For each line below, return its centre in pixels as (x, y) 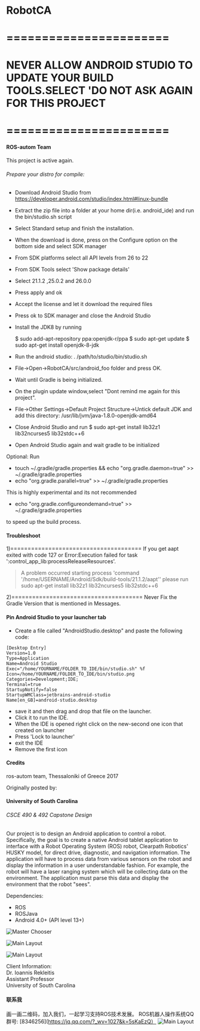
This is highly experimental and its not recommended (71, 492)
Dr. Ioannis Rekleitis (30, 973)
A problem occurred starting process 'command (80, 573)
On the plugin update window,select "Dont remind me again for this (97, 391)
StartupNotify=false (32, 690)
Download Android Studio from (53, 193)
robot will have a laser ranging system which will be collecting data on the (97, 871)
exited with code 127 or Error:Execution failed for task (72, 555)
